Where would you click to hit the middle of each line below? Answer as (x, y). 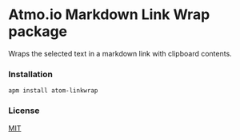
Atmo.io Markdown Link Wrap (109, 15)
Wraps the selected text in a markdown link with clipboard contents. (120, 53)
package (38, 31)
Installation (31, 74)
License (24, 111)
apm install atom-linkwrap (53, 91)
